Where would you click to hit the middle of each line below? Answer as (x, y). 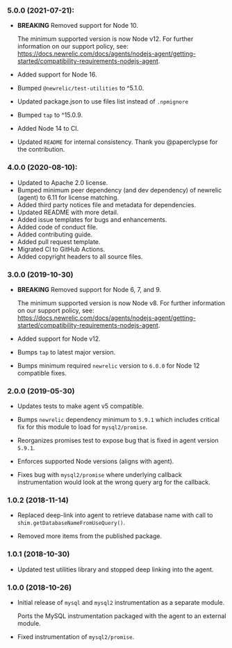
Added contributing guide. (55, 234)
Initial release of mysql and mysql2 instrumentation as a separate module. (121, 603)
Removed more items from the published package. (90, 536)
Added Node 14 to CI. (48, 129)
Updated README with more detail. (68, 212)
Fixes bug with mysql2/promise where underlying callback (99, 475)
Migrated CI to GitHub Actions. (61, 249)
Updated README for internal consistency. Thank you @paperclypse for (117, 142)
